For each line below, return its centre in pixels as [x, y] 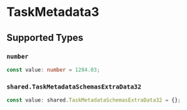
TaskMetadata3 [53, 12]
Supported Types [45, 38]
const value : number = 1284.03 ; [53, 70]
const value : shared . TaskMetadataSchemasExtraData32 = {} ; [94, 100]
